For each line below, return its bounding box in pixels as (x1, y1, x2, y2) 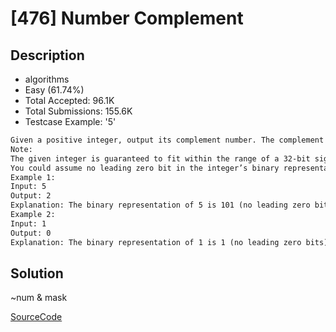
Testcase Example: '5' (24, 116, 117, 127)
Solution (10, 265, 64, 282)
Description (10, 47, 85, 64)
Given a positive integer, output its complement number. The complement (10, 135, 325, 145)
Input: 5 (10, 182, 47, 192)
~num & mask (10, 292, 68, 304)
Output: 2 (10, 191, 52, 201)
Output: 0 (10, 228, 52, 238)
